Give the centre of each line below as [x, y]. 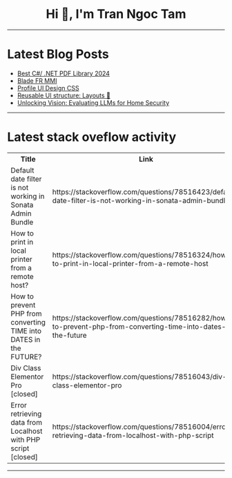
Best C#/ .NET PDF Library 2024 [64, 73]
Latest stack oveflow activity [92, 137]
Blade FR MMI [37, 80]
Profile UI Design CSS [48, 88]
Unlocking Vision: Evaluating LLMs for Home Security [93, 102]
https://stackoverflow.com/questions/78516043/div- [139, 376]
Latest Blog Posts [58, 54]
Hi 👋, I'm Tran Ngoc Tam [116, 14]
